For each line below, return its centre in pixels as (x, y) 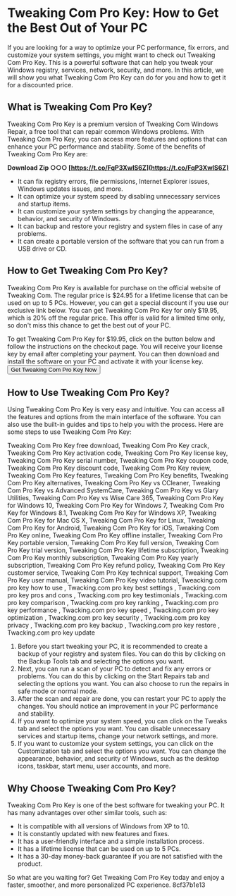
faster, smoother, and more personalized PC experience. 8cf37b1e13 (106, 885)
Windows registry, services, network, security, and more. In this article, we (116, 70)
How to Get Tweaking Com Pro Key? (88, 271)
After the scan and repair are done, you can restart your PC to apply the (122, 699)
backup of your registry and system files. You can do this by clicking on (121, 654)
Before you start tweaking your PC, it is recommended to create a (112, 647)
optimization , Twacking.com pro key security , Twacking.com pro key (109, 618)
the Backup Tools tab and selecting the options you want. (101, 661)
